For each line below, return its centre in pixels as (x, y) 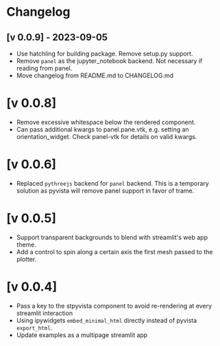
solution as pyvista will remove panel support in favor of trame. (105, 190)
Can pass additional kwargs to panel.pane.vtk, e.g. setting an (102, 129)
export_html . (34, 328)
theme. (26, 245)
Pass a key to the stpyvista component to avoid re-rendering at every (114, 306)
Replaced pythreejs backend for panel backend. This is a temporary (113, 183)
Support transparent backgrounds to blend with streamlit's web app (112, 237)
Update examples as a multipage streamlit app (82, 335)
